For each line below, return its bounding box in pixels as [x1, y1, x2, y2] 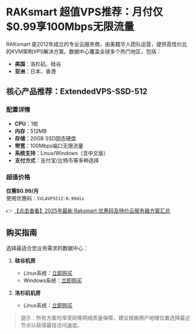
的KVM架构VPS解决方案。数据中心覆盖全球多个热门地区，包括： [6, 48, 162, 55]
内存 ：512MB [14, 127, 47, 134]
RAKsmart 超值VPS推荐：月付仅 [6, 5, 163, 19]
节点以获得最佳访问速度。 [20, 321, 83, 329]
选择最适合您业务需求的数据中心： [6, 244, 89, 251]
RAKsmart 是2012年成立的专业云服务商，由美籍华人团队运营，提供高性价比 [6, 41, 188, 48]
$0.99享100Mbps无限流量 [6, 20, 134, 33]
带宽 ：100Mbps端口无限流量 [14, 142, 84, 149]
